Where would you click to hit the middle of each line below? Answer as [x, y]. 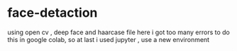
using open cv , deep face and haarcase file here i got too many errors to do [119, 32]
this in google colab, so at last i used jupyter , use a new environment [109, 39]
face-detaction [53, 13]
